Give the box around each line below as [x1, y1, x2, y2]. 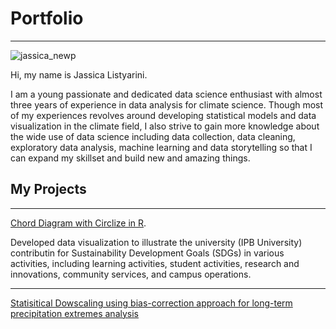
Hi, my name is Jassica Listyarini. [10, 68, 148, 81]
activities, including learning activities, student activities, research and [10, 257, 300, 269]
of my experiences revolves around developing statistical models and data [10, 109, 317, 121]
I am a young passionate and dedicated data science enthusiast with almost [10, 88, 323, 100]
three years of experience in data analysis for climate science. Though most [10, 98, 324, 111]
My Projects [10, 181, 87, 198]
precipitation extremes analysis [10, 307, 139, 319]
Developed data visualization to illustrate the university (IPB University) [10, 236, 303, 248]
